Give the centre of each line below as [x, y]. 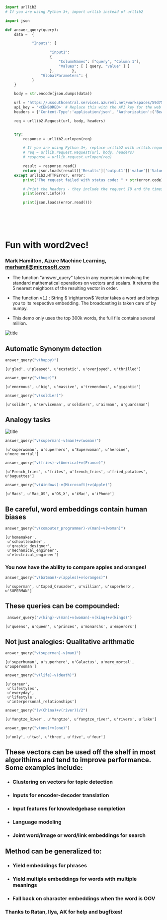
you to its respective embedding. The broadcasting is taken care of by [84, 303]
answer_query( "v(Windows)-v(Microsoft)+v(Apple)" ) [59, 485]
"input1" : [60, 52]
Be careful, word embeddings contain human [76, 509]
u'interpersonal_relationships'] [42, 702]
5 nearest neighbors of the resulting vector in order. [65, 288]
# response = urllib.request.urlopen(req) [68, 157]
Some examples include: [44, 768]
